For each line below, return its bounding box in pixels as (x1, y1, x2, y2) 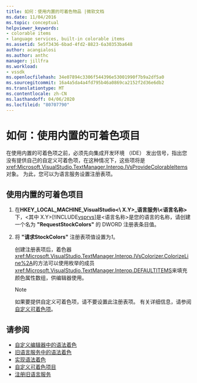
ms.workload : (6, 63, 38, 70)
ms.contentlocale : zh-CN (6, 91, 67, 97)
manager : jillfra (6, 58, 49, 64)
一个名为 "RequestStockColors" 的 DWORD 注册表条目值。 (14, 221, 160, 228)
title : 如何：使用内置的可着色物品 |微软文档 (6, 8, 105, 15)
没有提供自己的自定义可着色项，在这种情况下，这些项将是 (6, 157, 145, 164)
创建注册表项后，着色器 (14, 246, 72, 253)
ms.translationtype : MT (6, 85, 65, 91)
